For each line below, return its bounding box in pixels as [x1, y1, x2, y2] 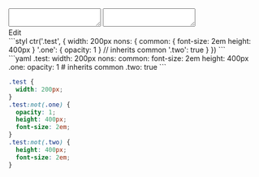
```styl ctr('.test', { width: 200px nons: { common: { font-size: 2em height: [8, 37, 252, 45]
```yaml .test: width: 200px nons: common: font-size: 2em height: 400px [8, 54, 249, 63]
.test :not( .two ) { [8, 138, 71, 146]
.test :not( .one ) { [8, 101, 71, 109]
